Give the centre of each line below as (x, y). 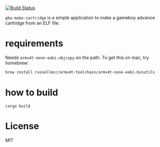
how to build (32, 93)
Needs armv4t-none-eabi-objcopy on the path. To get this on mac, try (77, 57)
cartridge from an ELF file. (32, 23)
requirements (34, 44)
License (22, 126)
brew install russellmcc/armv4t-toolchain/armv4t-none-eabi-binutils (80, 72)
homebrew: (17, 63)
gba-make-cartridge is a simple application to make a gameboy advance (80, 17)
